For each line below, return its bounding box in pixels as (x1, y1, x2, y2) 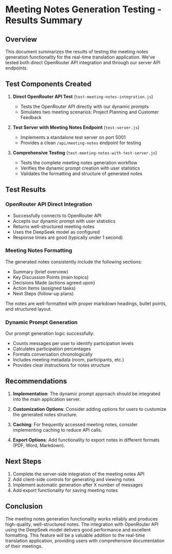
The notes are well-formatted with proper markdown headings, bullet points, (5, 300, 167, 307)
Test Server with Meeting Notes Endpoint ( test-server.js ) (12, 124, 140, 130)
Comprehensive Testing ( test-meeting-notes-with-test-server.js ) (12, 149, 158, 156)
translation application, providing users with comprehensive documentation (5, 538, 165, 544)
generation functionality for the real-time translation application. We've (5, 54, 155, 60)
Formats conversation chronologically (12, 351, 93, 357)
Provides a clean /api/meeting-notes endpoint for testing (20, 140, 141, 146)
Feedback (20, 114, 42, 120)
